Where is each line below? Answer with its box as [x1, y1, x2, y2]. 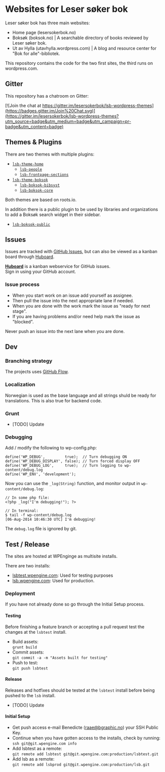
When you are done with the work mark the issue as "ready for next [12, 303, 151, 309]
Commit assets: [12, 649, 44, 655]
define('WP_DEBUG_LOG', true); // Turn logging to [5, 463, 123, 468]
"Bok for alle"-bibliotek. [12, 51, 60, 56]
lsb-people [19, 167, 42, 172]
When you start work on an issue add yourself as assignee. [12, 292, 133, 298]
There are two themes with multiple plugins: [5, 151, 95, 157]
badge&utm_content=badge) [5, 123, 64, 129]
